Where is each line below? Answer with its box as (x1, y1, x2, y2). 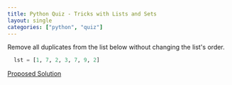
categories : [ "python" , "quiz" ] (7, 23, 103, 30)
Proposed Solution (7, 69, 62, 78)
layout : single (7, 17, 53, 24)
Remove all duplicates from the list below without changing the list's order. (7, 43, 225, 52)
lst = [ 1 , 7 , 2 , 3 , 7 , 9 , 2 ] (13, 57, 100, 64)
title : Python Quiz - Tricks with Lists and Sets (7, 10, 158, 18)
